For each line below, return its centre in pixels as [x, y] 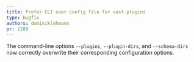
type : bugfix [23, 18]
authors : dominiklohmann [38, 23]
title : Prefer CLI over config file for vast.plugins [76, 12]
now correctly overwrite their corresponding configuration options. [90, 53]
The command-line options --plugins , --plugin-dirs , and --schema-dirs [97, 46]
